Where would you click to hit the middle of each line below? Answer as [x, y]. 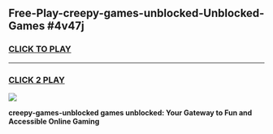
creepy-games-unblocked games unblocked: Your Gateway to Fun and [130, 112]
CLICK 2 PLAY [37, 80]
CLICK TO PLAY [40, 50]
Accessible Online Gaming [54, 121]
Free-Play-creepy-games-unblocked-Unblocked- [136, 13]
